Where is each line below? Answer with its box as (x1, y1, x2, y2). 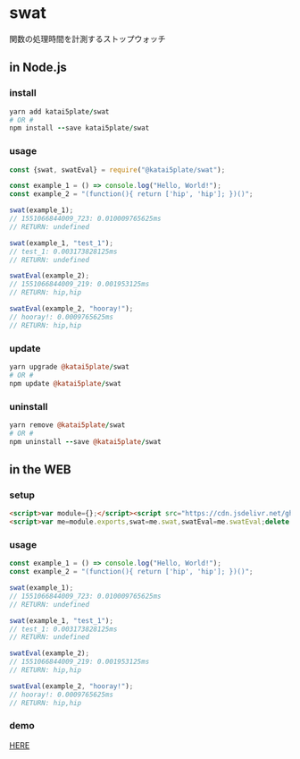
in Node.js (9, 60, 67, 75)
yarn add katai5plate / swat (9, 107, 110, 116)
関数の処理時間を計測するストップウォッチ (9, 33, 166, 44)
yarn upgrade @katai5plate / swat (9, 362, 129, 371)
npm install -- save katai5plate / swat (9, 124, 150, 132)
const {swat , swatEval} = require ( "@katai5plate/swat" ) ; (9, 165, 226, 175)
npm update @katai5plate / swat (9, 379, 122, 388)
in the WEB (9, 462, 71, 477)
